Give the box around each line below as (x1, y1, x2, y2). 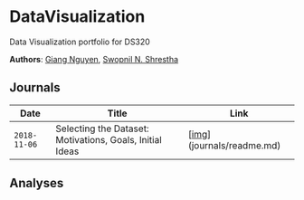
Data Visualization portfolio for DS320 (9, 36, 151, 47)
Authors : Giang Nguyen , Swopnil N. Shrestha (9, 53, 179, 64)
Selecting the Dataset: (55, 122, 149, 135)
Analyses (9, 176, 64, 191)
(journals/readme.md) (187, 138, 281, 151)
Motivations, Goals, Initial (55, 133, 163, 146)
